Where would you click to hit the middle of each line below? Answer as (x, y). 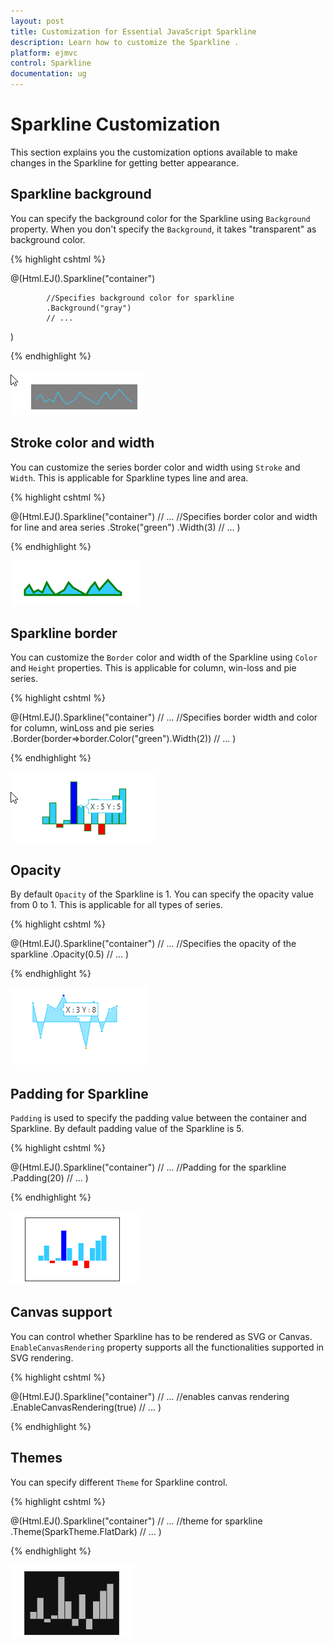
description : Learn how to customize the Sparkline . (125, 42)
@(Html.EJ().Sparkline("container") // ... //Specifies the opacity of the (153, 944)
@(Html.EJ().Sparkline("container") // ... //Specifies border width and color (164, 717)
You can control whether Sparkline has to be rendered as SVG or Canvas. (161, 1336)
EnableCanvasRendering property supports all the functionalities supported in (167, 1347)
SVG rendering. (42, 1357)
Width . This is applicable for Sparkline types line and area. (129, 477)
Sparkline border (64, 633)
